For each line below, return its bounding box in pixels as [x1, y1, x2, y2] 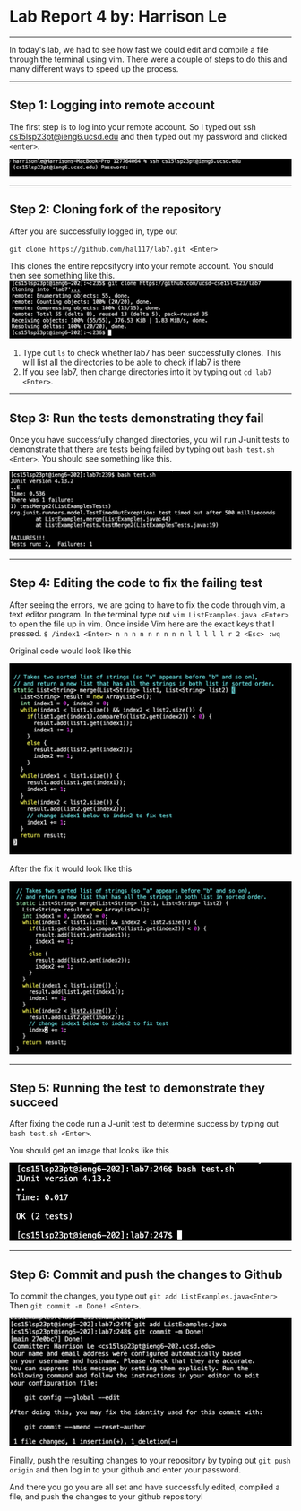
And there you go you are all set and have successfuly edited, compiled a [9, 1481, 280, 1492]
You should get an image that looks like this [9, 1145, 170, 1156]
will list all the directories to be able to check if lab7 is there [21, 357, 242, 368]
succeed [9, 1094, 59, 1110]
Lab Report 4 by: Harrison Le [9, 6, 227, 27]
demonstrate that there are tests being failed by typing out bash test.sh [9, 444, 275, 454]
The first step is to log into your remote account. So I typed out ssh [9, 121, 257, 132]
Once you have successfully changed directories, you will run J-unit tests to [9, 435, 290, 445]
